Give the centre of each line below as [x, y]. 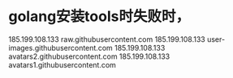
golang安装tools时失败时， [99, 16]
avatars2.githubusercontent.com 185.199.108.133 [89, 56]
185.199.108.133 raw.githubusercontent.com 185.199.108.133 [107, 39]
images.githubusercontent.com [61, 47]
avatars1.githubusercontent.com [62, 64]
